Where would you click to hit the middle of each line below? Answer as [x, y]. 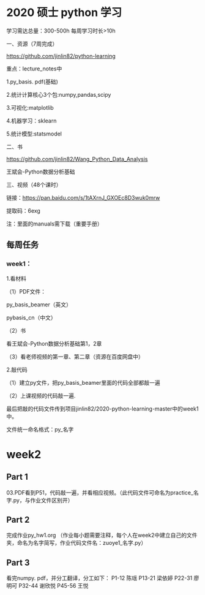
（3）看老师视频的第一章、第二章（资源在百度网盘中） [75, 357]
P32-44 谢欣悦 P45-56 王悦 [53, 586]
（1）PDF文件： [26, 291]
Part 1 [17, 477]
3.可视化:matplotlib [30, 107]
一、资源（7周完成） [32, 44]
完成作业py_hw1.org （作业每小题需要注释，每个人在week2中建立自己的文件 [102, 535]
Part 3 [18, 562]
